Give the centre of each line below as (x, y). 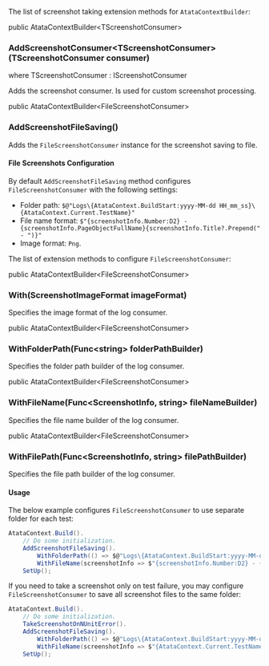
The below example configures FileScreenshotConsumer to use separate (126, 510)
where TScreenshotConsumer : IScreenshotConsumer (98, 75)
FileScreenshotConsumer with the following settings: (93, 189)
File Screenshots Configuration (61, 163)
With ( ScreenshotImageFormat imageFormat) (98, 294)
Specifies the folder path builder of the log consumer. (96, 366)
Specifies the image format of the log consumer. (88, 313)
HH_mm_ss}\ (237, 205)
